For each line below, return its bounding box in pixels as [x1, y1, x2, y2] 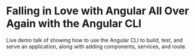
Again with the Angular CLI [6, 17, 142, 30]
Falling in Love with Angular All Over [6, 4, 190, 18]
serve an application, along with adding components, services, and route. [6, 43, 187, 50]
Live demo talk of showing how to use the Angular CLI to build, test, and [6, 36, 183, 43]
